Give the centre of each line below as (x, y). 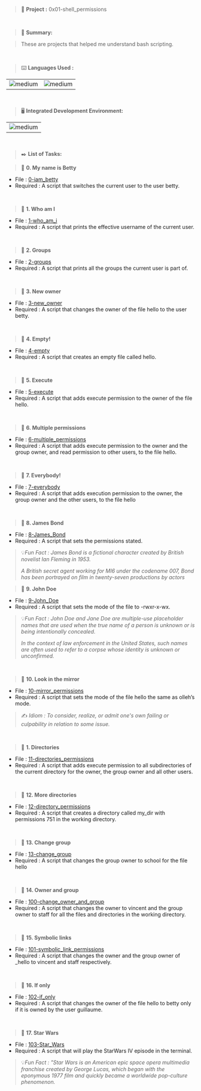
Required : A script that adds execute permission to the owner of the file (103, 398)
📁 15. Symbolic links (46, 938)
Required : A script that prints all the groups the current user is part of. (101, 268)
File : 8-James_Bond (40, 534)
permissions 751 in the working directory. (66, 819)
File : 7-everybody (37, 487)
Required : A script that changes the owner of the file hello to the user (101, 309)
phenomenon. (38, 1082)
